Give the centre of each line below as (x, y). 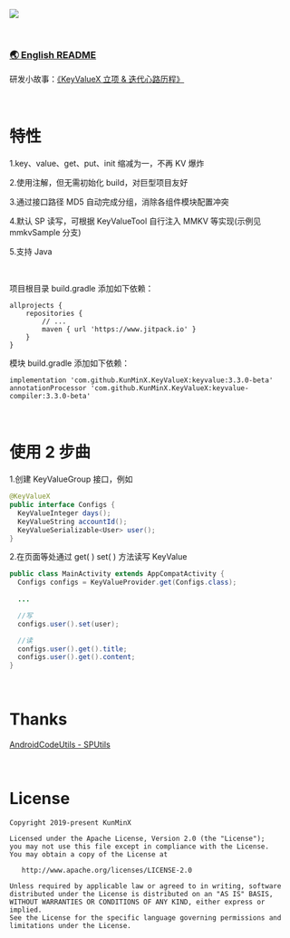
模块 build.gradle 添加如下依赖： (69, 363)
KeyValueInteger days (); (64, 513)
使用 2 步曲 (50, 452)
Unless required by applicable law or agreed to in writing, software (145, 886)
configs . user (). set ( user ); (68, 624)
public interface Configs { (63, 505)
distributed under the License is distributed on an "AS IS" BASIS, (141, 895)
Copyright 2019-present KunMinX (70, 823)
